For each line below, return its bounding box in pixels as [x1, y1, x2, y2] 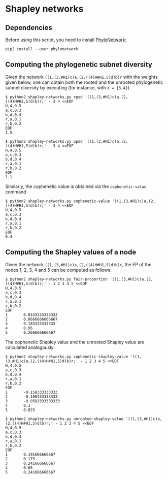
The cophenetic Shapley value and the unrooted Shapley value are [5, 339, 145, 345]
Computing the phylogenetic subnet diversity [5, 60, 152, 69]
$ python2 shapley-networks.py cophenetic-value [5, 199, 110, 204]
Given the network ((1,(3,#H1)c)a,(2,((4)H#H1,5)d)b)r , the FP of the [5, 261, 152, 267]
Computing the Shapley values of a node [5, 248, 137, 257]
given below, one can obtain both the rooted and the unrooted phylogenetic [5, 79, 163, 85]
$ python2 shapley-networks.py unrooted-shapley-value [5, 416, 124, 422]
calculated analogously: [5, 344, 55, 350]
